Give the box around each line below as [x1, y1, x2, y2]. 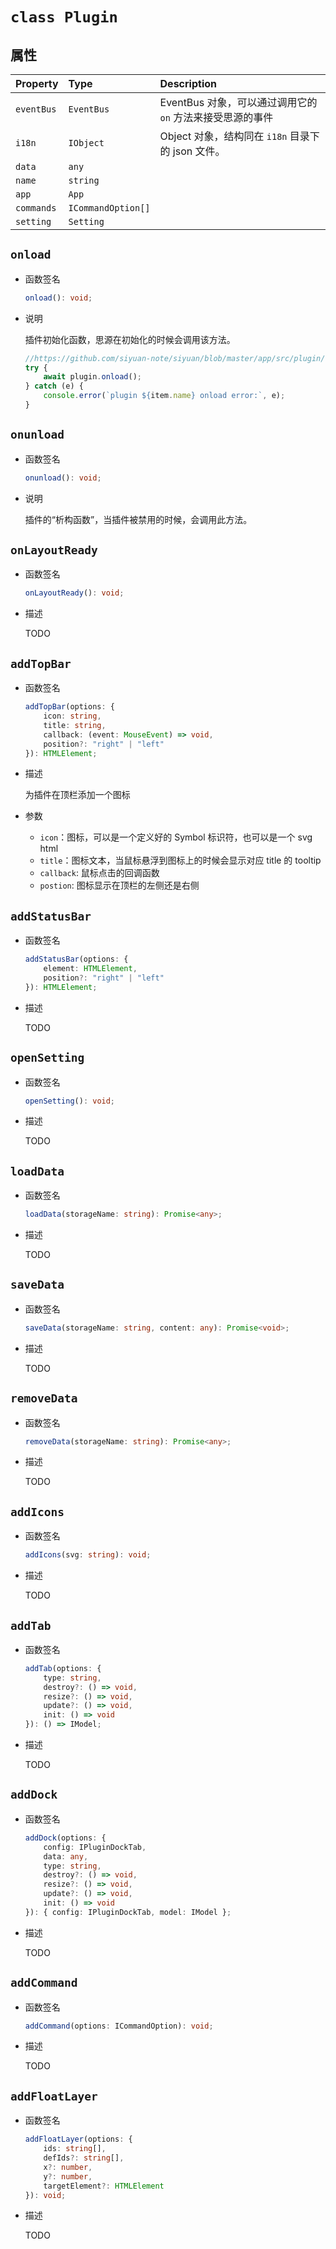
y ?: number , [43, 2171, 93, 2182]
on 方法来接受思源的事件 [159, 111, 274, 124]
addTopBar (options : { [24, 702, 116, 712]
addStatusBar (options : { [24, 954, 129, 965]
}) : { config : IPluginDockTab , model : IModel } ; [24, 1907, 232, 1917]
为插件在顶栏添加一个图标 [24, 789, 131, 801]
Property [15, 77, 59, 90]
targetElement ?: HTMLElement [43, 2181, 165, 2191]
